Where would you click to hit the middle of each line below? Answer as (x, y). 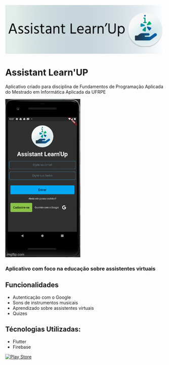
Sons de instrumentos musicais (45, 302)
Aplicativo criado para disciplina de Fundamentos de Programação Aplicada (84, 87)
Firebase (22, 347)
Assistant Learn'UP (47, 73)
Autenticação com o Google (42, 297)
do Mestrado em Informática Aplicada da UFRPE (56, 92)
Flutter (19, 341)
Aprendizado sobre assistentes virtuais (53, 308)
